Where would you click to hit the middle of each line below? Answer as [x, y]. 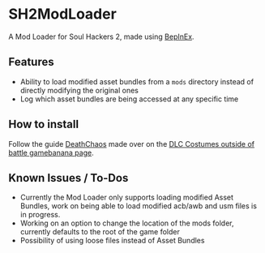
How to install [44, 124]
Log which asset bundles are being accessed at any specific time [129, 99]
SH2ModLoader [63, 14]
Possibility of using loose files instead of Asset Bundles [112, 241]
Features [31, 62]
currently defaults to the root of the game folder [100, 232]
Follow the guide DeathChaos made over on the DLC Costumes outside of [132, 144]
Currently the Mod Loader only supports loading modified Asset [126, 197]
